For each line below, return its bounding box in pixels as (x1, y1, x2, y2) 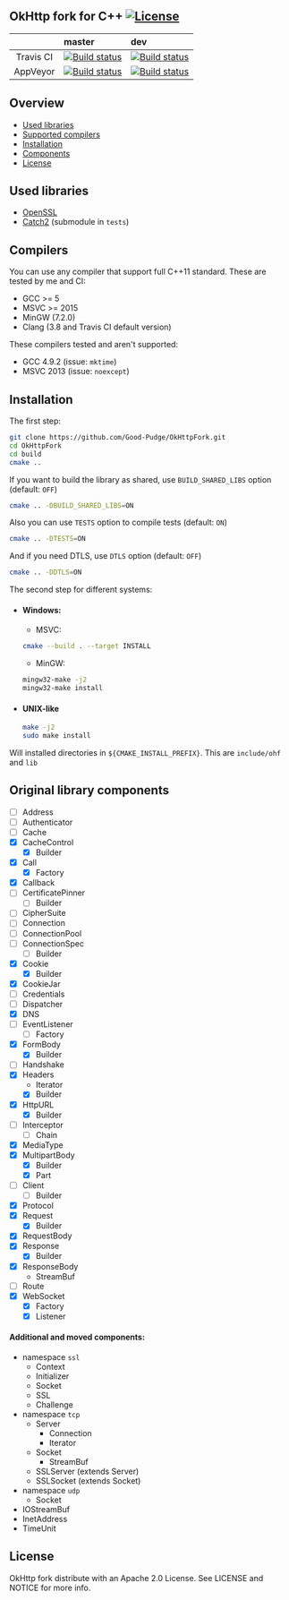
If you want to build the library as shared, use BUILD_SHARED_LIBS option (9, 474, 272, 484)
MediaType (21, 1139, 64, 1151)
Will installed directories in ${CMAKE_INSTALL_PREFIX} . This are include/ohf (9, 747, 282, 757)
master (64, 35, 95, 47)
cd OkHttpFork (9, 441, 63, 450)
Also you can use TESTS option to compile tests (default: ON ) (9, 517, 228, 528)
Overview (9, 96, 65, 111)
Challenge (35, 1399, 73, 1410)
